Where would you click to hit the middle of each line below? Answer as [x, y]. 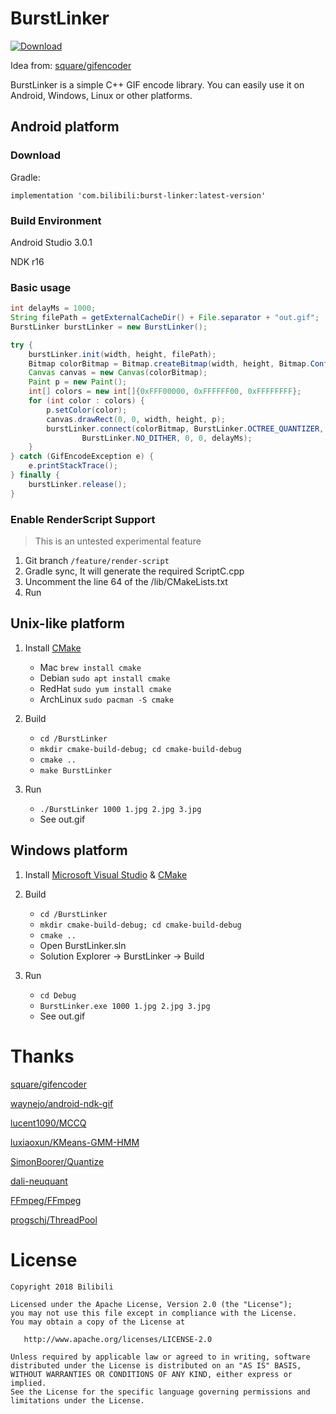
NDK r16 [27, 261]
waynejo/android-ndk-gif [62, 1103]
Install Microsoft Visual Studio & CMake [106, 874]
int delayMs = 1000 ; [53, 308]
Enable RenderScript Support [83, 519]
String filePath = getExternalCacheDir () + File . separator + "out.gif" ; [165, 318]
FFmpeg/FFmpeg [46, 1200]
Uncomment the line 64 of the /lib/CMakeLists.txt [126, 582]
